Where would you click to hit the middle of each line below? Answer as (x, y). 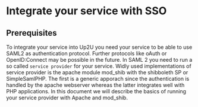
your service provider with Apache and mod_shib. (67, 97)
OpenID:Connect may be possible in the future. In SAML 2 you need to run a (99, 60)
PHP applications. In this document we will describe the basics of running (96, 91)
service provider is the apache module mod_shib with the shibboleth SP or (97, 72)
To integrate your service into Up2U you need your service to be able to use (99, 47)
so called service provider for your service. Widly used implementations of (99, 66)
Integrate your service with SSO (87, 11)
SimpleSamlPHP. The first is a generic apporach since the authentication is (98, 79)
